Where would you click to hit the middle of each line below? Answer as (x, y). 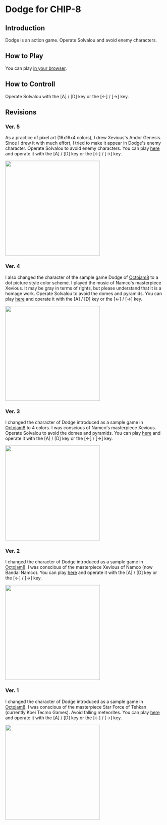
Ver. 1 (12, 690)
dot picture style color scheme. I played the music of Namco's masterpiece (83, 282)
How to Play (24, 56)
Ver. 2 (13, 551)
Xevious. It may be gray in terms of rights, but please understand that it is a (83, 288)
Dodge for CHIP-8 (43, 9)
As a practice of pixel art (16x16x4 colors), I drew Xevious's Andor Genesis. (83, 138)
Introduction (25, 28)
